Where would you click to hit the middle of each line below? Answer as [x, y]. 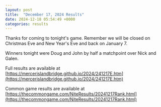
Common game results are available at [45, 89]
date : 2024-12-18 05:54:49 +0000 [40, 19]
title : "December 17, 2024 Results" [45, 15]
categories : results [27, 24]
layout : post [19, 10]
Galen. [12, 59]
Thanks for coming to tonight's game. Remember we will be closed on [78, 38]
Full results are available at [33, 68]
